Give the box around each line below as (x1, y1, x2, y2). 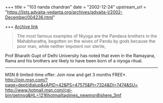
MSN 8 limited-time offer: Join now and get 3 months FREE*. (5, 72, 127, 77)
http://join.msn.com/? (5, 77, 48, 83)
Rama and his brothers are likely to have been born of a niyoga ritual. (5, 58, 143, 63)
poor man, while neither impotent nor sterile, (16, 44, 106, 49)
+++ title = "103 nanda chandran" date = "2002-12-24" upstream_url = (5, 4, 147, 10)
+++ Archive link (5, 24, 38, 29)
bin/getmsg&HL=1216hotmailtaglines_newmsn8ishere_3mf (5, 92, 122, 98)
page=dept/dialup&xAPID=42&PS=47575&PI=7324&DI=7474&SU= (5, 82, 138, 88)
